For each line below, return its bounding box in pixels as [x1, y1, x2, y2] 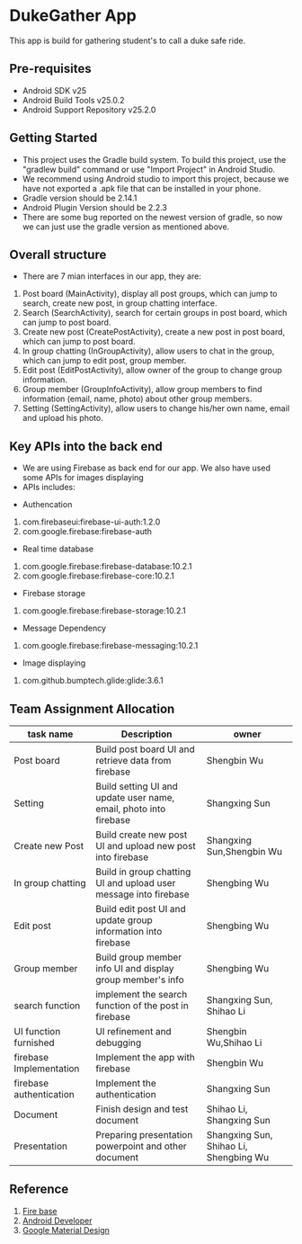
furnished [13, 1036, 56, 1049]
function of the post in [95, 999, 189, 1012]
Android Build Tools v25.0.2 [22, 94, 125, 105]
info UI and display [95, 962, 174, 974]
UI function [13, 1025, 61, 1037]
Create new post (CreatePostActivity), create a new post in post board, [22, 327, 286, 337]
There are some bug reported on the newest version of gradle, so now [22, 211, 283, 222]
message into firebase [95, 888, 190, 900]
